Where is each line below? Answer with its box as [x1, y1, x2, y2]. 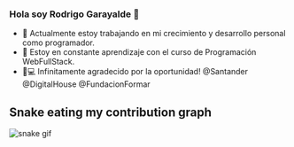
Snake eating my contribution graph [9, 104, 213, 120]
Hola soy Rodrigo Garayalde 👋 [9, 8, 140, 20]
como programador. [21, 37, 96, 48]
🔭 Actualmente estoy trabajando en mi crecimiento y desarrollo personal [21, 28, 286, 39]
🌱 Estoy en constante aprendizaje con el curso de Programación [21, 47, 257, 58]
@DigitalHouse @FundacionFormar [21, 79, 151, 89]
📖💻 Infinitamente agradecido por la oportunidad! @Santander [21, 66, 249, 77]
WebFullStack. [21, 57, 75, 67]
